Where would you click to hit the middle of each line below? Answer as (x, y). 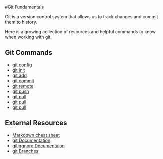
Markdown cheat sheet (36, 135)
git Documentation (31, 140)
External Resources (36, 123)
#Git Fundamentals (24, 7)
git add (20, 75)
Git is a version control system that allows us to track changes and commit (81, 17)
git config (22, 65)
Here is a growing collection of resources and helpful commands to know (80, 32)
